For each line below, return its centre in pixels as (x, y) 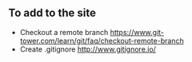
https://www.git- (137, 32)
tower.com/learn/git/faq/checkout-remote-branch (102, 41)
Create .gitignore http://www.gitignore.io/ (88, 49)
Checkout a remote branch (64, 32)
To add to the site (52, 13)
